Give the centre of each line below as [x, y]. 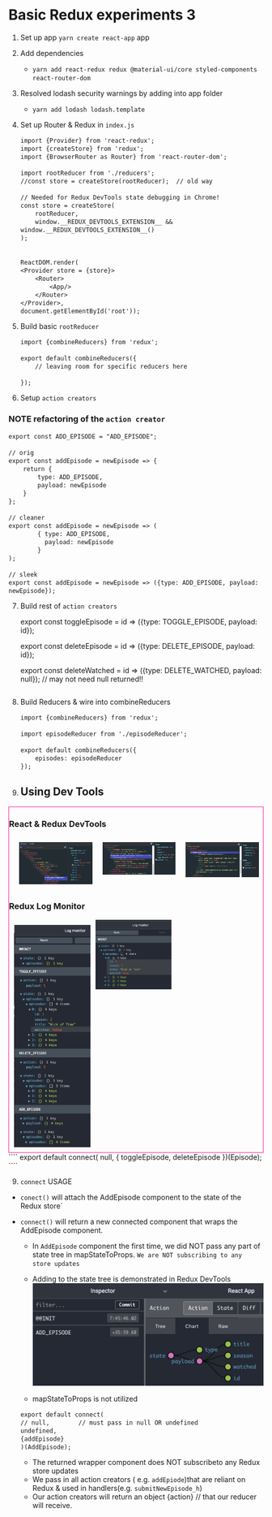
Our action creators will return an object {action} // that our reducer [144, 1497]
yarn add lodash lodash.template [89, 110]
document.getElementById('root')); [80, 311]
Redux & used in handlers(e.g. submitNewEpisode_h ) [117, 1488]
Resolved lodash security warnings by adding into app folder [121, 93]
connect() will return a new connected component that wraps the [129, 1222]
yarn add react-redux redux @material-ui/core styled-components [144, 69]
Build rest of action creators [68, 606]
